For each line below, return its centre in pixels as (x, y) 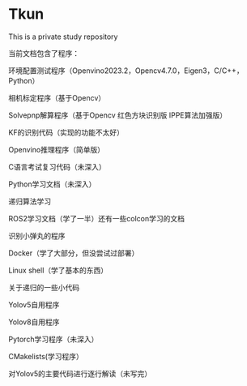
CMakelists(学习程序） (46, 356)
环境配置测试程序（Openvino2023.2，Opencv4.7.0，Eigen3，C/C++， (126, 71)
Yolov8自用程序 (34, 322)
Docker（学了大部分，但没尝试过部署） (74, 253)
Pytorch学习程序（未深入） (53, 339)
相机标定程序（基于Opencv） (57, 97)
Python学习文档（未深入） (52, 184)
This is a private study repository (63, 36)
